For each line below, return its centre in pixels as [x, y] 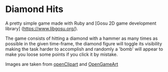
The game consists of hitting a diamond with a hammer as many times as [82, 38]
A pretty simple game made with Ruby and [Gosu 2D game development [81, 23]
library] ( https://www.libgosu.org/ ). [42, 28]
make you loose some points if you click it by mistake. [62, 54]
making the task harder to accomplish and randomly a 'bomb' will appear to [84, 49]
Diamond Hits [34, 9]
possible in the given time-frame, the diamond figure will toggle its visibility [84, 43]
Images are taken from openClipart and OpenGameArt [62, 64]
